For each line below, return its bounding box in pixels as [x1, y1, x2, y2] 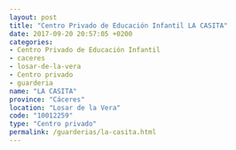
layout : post [9, 12, 58, 22]
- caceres [9, 54, 46, 63]
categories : [9, 37, 53, 47]
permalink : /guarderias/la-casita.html [9, 128, 157, 137]
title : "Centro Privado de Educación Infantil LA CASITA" [9, 21, 228, 30]
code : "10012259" [9, 111, 74, 120]
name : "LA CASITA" [9, 86, 77, 95]
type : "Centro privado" [9, 120, 98, 129]
